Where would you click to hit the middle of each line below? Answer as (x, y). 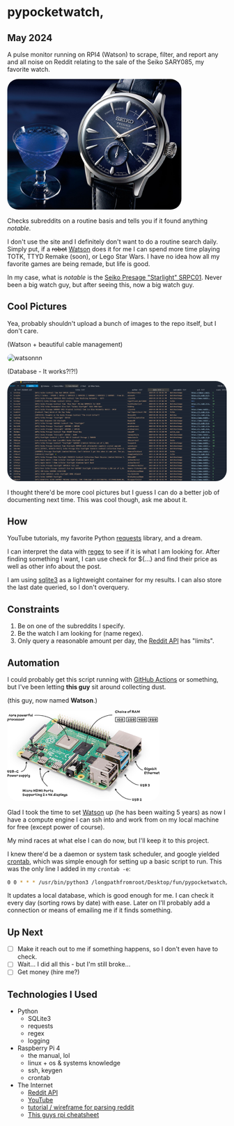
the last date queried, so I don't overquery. (68, 587)
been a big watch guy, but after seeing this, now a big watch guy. (101, 285)
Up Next (25, 932)
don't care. (23, 331)
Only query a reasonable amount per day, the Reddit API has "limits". (116, 641)
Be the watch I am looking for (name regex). (80, 634)
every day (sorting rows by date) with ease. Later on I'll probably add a (109, 903)
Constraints (33, 609)
